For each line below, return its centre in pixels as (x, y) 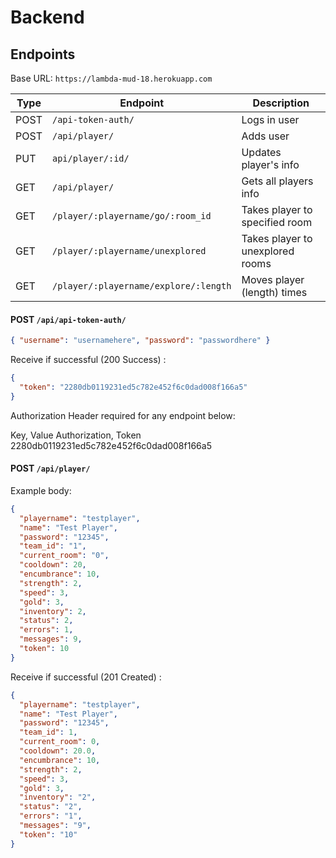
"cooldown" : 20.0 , (58, 751)
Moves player (273, 279)
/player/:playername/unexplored (129, 251)
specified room (277, 222)
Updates (261, 152)
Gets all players (277, 181)
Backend (47, 17)
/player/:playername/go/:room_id (131, 216)
